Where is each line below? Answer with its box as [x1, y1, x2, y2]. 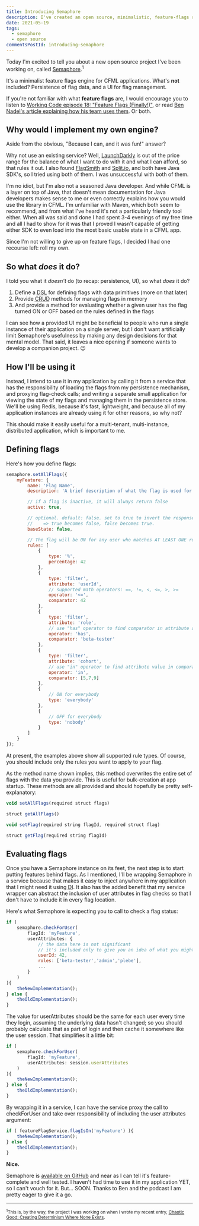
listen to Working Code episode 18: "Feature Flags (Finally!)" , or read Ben [6, 101, 184, 108]
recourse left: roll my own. [6, 244, 70, 251]
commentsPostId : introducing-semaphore [6, 42, 105, 48]
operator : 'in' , [48, 669, 89, 675]
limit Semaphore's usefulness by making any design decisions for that [6, 332, 177, 339]
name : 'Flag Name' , [27, 483, 76, 488]
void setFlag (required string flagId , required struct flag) [6, 821, 161, 828]
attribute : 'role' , [48, 619, 97, 626]
